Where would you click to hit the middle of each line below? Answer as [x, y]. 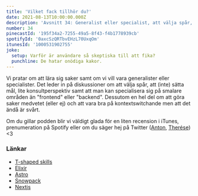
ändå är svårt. [23, 110]
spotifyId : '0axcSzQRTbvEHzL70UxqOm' [53, 39]
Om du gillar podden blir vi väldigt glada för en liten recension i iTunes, [93, 121]
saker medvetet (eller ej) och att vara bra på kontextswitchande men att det [98, 103]
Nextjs [23, 187]
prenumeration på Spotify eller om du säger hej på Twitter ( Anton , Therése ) [98, 127]
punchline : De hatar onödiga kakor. [57, 61]
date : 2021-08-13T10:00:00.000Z [46, 17]
